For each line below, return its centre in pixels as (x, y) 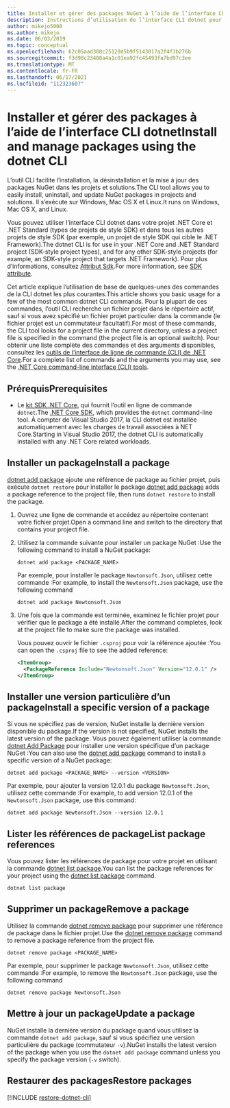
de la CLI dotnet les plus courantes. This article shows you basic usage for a (114, 294)
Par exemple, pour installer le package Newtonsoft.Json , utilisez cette (114, 575)
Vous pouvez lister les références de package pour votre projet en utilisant (112, 861)
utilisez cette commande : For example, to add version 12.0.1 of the (100, 793)
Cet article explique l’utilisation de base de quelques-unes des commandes (113, 287)
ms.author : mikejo (33, 33)
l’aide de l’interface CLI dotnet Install (112, 132)
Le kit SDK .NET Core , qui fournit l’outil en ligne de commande (104, 405)
